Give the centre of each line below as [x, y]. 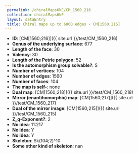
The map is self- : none [36, 87]
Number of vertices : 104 [38, 71]
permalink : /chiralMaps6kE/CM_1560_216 [49, 10]
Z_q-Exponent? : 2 [31, 119]
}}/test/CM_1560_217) [34, 103]
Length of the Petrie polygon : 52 [47, 60]
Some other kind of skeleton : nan [47, 146]
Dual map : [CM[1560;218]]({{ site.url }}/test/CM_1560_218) [73, 92]
